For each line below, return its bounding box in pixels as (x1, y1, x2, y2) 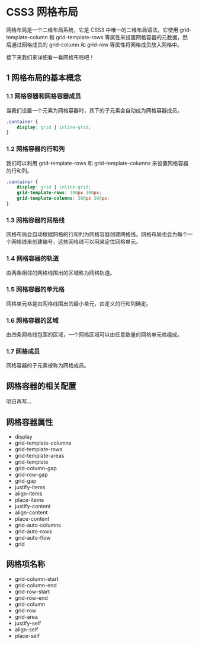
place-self (14, 632, 40, 639)
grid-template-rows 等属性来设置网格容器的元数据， (56, 33, 183, 40)
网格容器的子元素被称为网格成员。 (6, 362, 89, 369)
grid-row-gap (14, 471, 49, 479)
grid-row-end (14, 594, 49, 601)
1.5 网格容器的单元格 (6, 285, 65, 294)
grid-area (14, 613, 38, 620)
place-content (14, 515, 50, 523)
